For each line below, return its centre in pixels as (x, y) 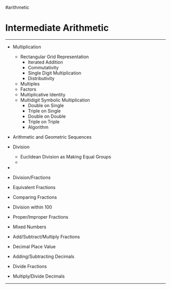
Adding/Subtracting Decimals (44, 256)
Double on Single (46, 105)
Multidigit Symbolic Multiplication (55, 100)
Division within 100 (32, 207)
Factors (28, 89)
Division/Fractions (32, 177)
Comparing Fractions (35, 197)
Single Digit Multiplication (54, 73)
